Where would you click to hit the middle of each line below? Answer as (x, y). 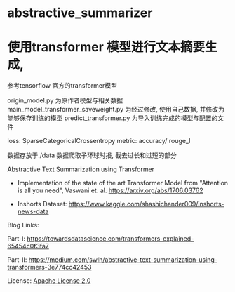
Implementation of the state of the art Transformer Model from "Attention (123, 183)
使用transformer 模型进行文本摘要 (106, 47)
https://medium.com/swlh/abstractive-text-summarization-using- (123, 260)
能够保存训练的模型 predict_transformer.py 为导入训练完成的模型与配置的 (113, 118)
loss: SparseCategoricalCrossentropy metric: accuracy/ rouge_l (99, 141)
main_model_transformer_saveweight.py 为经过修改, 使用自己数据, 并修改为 (116, 109)
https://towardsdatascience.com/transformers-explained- (110, 239)
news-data (33, 211)
